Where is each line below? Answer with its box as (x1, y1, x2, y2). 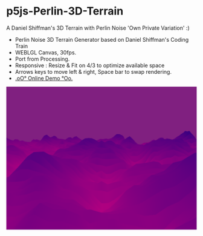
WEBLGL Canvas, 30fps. (14, 48, 77, 56)
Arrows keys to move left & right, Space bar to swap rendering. (14, 68, 172, 75)
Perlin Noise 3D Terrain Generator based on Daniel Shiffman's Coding (14, 36, 189, 43)
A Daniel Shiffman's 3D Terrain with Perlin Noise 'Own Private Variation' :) (6, 24, 190, 31)
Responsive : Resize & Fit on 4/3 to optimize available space (14, 62, 165, 69)
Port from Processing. (14, 55, 70, 62)
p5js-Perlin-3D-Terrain (6, 4, 124, 18)
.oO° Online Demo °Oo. (14, 74, 73, 82)
